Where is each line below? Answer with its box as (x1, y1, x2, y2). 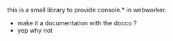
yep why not (17, 27, 53, 34)
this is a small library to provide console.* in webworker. (7, 6, 167, 14)
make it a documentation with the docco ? (17, 19, 137, 27)
